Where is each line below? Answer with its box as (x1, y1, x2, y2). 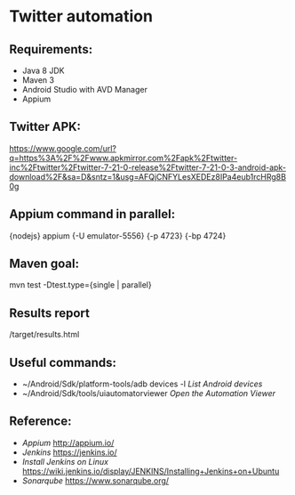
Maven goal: (9, 256, 80, 272)
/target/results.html (9, 329, 80, 340)
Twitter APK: (9, 119, 82, 134)
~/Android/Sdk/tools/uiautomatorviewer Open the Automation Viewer (21, 388, 275, 399)
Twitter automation (9, 6, 154, 27)
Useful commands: (9, 354, 117, 370)
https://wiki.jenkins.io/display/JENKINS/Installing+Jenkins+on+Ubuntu (21, 466, 280, 476)
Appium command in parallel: (9, 207, 176, 222)
